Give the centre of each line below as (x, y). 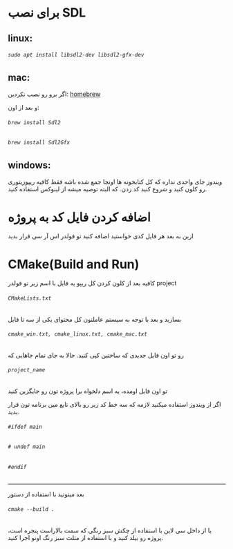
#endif (17, 467)
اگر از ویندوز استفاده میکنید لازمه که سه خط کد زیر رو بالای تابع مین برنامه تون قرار (114, 404)
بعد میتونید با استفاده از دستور (46, 494)
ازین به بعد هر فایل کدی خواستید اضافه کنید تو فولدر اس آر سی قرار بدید (101, 236)
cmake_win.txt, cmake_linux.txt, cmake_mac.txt (78, 334)
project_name (27, 370)
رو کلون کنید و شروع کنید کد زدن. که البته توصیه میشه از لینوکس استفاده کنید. (108, 189)
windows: (29, 165)
